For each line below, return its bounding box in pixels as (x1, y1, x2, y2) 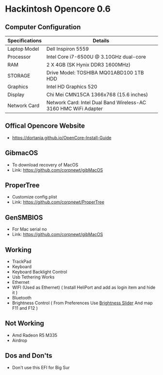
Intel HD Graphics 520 (46, 83, 98, 90)
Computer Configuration (5, 23, 81, 31)
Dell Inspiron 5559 (46, 45, 89, 52)
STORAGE (7, 72, 31, 79)
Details (93, 38, 110, 44)
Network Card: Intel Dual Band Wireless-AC (46, 99, 147, 106)
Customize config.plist (12, 194, 57, 200)
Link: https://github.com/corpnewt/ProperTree (12, 199, 104, 205)
